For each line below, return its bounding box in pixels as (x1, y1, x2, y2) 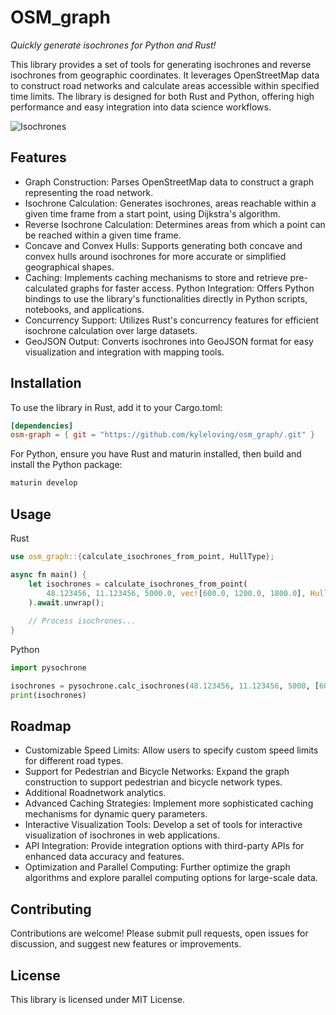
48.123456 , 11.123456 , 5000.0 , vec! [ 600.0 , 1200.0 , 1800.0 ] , (46, 588, 307, 598)
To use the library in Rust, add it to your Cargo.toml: (10, 401, 223, 413)
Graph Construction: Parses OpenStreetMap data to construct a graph (24, 176, 315, 188)
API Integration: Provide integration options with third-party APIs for (24, 840, 305, 852)
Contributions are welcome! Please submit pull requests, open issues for (10, 927, 309, 940)
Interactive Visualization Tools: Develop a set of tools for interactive (24, 819, 303, 831)
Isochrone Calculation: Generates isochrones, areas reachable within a (24, 197, 317, 209)
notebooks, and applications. (24, 303, 145, 315)
